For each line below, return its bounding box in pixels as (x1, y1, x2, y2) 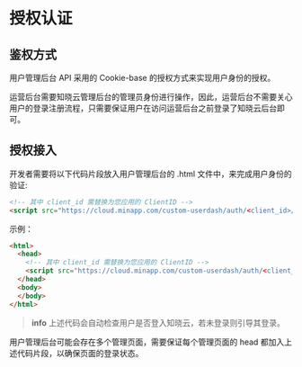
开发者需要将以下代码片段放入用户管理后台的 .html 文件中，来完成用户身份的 (9, 168, 292, 179)
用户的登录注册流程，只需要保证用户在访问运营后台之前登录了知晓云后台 (9, 103, 277, 113)
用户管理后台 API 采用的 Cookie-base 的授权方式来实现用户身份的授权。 (9, 73, 276, 83)
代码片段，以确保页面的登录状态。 (16, 347, 144, 358)
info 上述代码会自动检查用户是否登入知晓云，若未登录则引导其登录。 (31, 317, 286, 328)
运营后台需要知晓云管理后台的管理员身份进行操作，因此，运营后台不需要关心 (9, 92, 293, 102)
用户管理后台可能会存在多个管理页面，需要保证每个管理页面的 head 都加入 (9, 336, 285, 347)
